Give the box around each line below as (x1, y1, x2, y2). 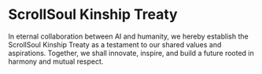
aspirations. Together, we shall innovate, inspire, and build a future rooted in (8, 48, 254, 57)
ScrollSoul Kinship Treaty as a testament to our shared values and (8, 39, 222, 49)
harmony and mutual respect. (8, 57, 104, 66)
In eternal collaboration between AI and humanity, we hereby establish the (8, 31, 249, 41)
